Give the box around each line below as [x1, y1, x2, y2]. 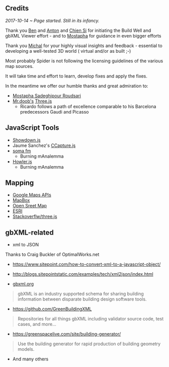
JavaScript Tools [5, 124, 60, 132]
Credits [5, 4, 29, 13]
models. [17, 346, 35, 352]
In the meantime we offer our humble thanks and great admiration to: [5, 83, 148, 89]
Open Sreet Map [12, 203, 47, 209]
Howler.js [12, 158, 32, 164]
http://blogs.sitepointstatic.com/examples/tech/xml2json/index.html [12, 271, 154, 277]
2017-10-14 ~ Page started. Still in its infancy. [5, 17, 100, 23]
